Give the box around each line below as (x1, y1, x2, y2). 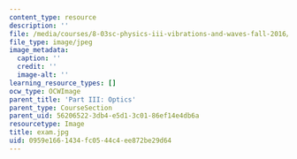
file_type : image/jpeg (9, 37, 93, 47)
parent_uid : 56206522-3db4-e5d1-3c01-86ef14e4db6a (9, 111, 200, 120)
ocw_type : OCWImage (9, 87, 81, 95)
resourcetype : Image (9, 120, 86, 129)
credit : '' (17, 63, 57, 72)
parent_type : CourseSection (9, 103, 113, 112)
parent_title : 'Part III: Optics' (9, 95, 137, 104)
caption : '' (17, 54, 62, 63)
